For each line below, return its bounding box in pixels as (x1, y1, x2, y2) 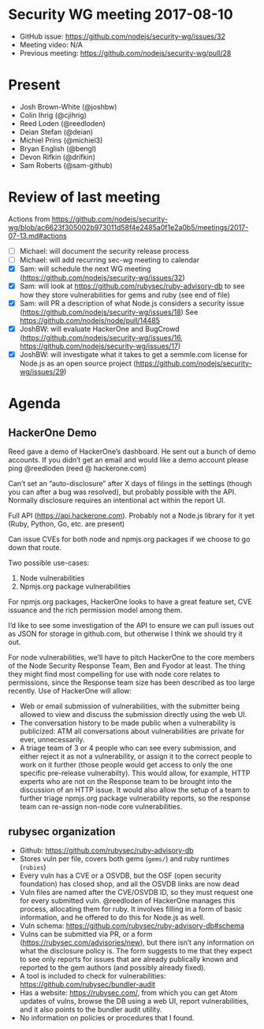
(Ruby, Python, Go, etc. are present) (8, 519, 125, 529)
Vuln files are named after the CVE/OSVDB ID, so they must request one (19, 888, 254, 897)
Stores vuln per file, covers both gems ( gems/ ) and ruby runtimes (19, 854, 230, 864)
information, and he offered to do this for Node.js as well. (19, 912, 205, 923)
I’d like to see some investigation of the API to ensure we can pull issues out (8, 621, 255, 630)
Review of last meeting (8, 188, 161, 206)
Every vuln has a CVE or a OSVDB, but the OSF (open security (19, 871, 222, 880)
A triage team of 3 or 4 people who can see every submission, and (19, 743, 236, 753)
